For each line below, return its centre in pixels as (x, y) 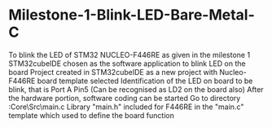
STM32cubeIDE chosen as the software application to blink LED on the (127, 63)
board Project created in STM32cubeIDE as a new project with (113, 72)
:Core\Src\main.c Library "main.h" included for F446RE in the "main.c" (126, 107)
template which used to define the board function (92, 115)
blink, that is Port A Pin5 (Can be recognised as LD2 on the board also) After (136, 89)
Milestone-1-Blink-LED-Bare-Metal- (132, 15)
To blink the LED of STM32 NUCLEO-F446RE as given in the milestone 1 (129, 55)
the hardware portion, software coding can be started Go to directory (125, 98)
